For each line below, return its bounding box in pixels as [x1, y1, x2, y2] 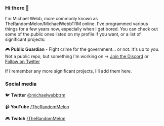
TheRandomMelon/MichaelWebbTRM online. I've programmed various [5, 21, 148, 27]
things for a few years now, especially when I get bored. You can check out [5, 26, 158, 32]
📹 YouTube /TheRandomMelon [5, 103, 69, 110]
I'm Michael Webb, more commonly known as [5, 16, 98, 22]
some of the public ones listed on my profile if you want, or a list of [5, 31, 141, 37]
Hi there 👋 [5, 4, 30, 11]
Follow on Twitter [5, 59, 41, 64]
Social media [5, 81, 37, 88]
